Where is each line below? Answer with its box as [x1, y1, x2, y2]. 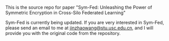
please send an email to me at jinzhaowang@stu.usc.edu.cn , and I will [5, 25, 154, 31]
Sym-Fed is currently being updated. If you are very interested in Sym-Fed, [5, 20, 164, 25]
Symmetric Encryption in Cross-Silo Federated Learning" [5, 10, 126, 16]
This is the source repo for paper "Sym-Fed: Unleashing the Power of [5, 5, 153, 10]
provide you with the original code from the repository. [5, 30, 121, 36]
